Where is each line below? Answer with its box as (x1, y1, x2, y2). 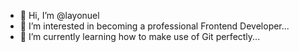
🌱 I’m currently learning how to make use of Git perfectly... (19, 31, 261, 42)
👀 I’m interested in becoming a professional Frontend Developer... (19, 20, 290, 32)
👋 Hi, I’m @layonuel (19, 10, 100, 21)
